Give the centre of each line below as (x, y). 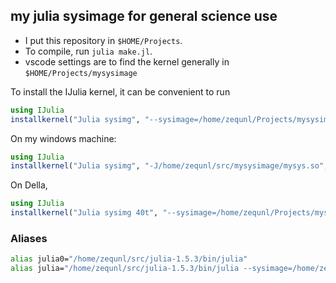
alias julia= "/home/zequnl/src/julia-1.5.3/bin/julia (125, 269)
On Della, (29, 185)
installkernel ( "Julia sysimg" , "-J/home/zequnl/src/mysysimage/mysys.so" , (169, 166)
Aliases (29, 238)
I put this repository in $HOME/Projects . (103, 40)
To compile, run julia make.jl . (88, 51)
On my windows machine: (63, 138)
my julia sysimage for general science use (144, 16)
